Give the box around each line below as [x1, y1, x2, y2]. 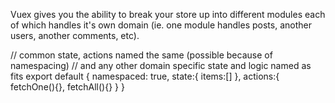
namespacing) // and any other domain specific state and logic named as [10, 60, 312, 71]
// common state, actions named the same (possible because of [10, 49, 273, 61]
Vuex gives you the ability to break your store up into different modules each [10, 9, 326, 20]
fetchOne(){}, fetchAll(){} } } [10, 81, 125, 93]
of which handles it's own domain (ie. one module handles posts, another [10, 19, 312, 31]
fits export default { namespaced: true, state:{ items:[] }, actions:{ [10, 70, 280, 82]
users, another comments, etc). [10, 30, 140, 41]
